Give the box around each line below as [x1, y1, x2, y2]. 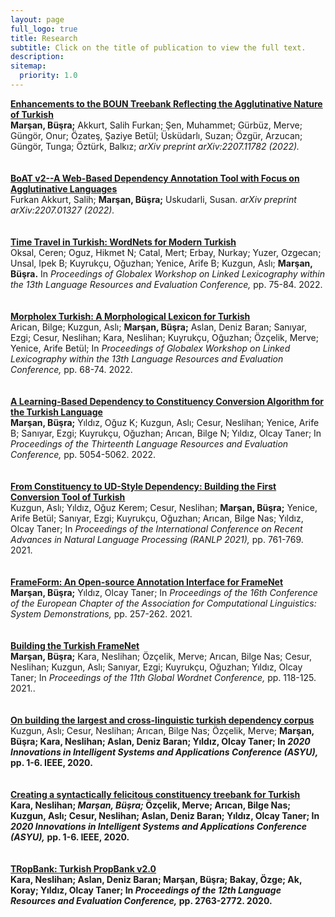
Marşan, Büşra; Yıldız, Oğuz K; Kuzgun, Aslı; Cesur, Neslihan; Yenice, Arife [10, 416, 320, 428]
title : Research [10, 33, 78, 43]
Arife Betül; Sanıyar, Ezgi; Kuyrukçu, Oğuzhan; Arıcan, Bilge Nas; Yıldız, [10, 512, 304, 524]
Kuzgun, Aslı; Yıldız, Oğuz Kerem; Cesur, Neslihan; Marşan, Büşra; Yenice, [10, 501, 318, 513]
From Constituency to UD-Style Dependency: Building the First [10, 480, 277, 492]
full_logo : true [10, 24, 78, 34]
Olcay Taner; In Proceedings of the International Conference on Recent [10, 522, 303, 535]
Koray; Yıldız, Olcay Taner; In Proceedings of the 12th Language [10, 884, 282, 896]
